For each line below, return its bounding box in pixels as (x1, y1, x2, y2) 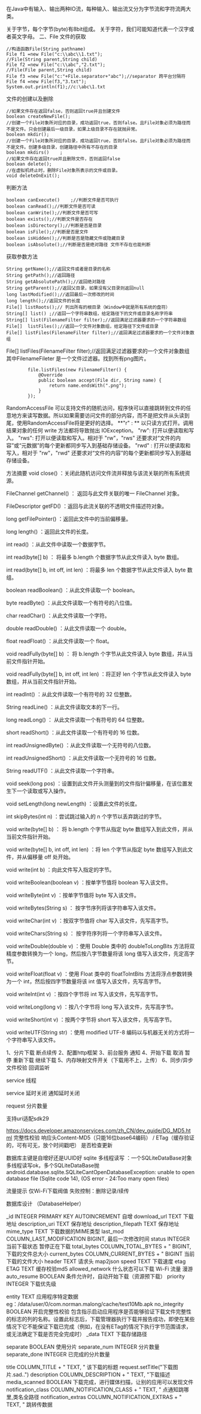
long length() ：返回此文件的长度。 (6, 528, 92, 535)
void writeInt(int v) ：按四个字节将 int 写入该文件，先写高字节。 (6, 991, 162, 997)
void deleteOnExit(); (6, 173, 60, 179)
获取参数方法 (6, 253, 38, 260)
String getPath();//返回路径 (6, 272, 75, 278)
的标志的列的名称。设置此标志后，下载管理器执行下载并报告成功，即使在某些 (6, 1316, 195, 1322)
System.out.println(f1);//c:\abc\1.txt (6, 84, 106, 90)
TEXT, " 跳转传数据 (6, 1401, 53, 1408)
